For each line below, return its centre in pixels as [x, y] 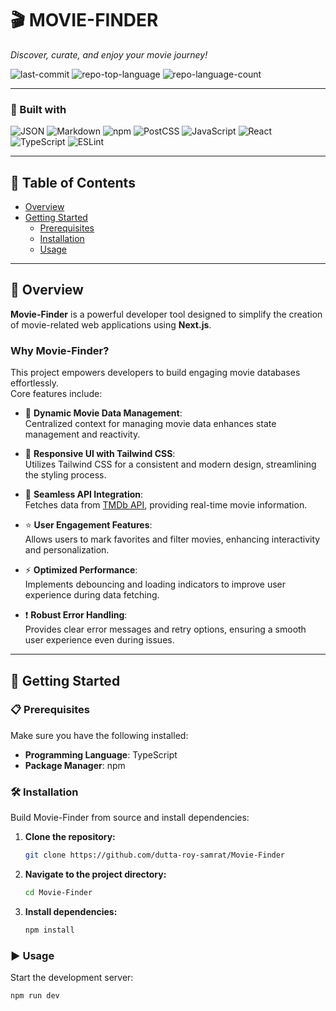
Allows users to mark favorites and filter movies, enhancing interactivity [172, 539]
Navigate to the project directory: [95, 874]
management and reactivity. [82, 434]
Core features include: [56, 394]
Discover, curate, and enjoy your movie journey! [109, 54]
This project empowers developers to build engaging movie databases [155, 373]
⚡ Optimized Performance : [81, 570]
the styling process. [65, 475]
